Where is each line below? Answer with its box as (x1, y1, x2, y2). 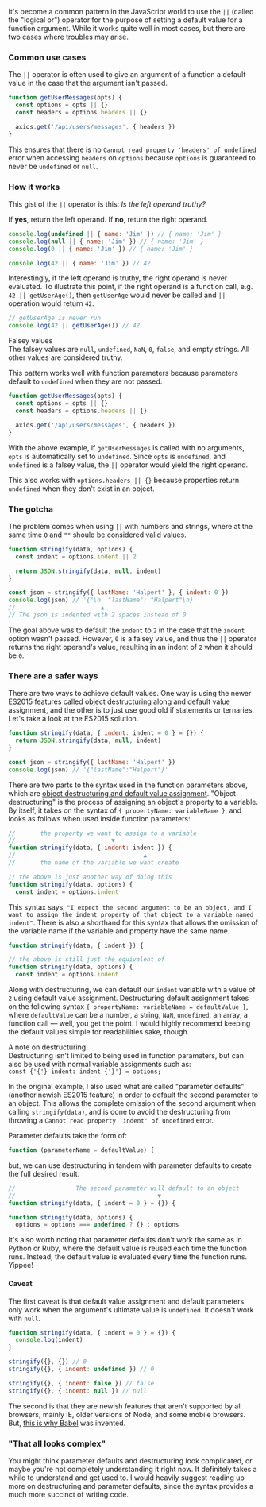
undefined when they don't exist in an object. (8, 484, 155, 493)
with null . (8, 1313, 41, 1323)
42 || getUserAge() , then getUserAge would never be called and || (8, 290, 226, 300)
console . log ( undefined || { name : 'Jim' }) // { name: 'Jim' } (8, 230, 222, 238)
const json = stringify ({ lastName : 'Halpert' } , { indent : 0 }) (8, 589, 229, 597)
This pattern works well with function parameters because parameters (8, 369, 238, 378)
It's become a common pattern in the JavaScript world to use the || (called (8, 7, 254, 16)
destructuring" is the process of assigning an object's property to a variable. (8, 797, 259, 806)
